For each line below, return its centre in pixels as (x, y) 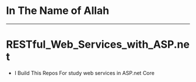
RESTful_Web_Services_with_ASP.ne (98, 44)
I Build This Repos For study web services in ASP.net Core (84, 73)
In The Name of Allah (58, 11)
